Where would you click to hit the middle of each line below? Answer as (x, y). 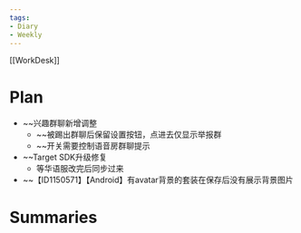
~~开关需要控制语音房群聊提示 (93, 146)
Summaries (53, 217)
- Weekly (26, 34)
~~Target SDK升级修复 (64, 157)
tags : (19, 18)
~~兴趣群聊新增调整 (60, 123)
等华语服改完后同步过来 (80, 169)
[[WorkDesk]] (35, 61)
